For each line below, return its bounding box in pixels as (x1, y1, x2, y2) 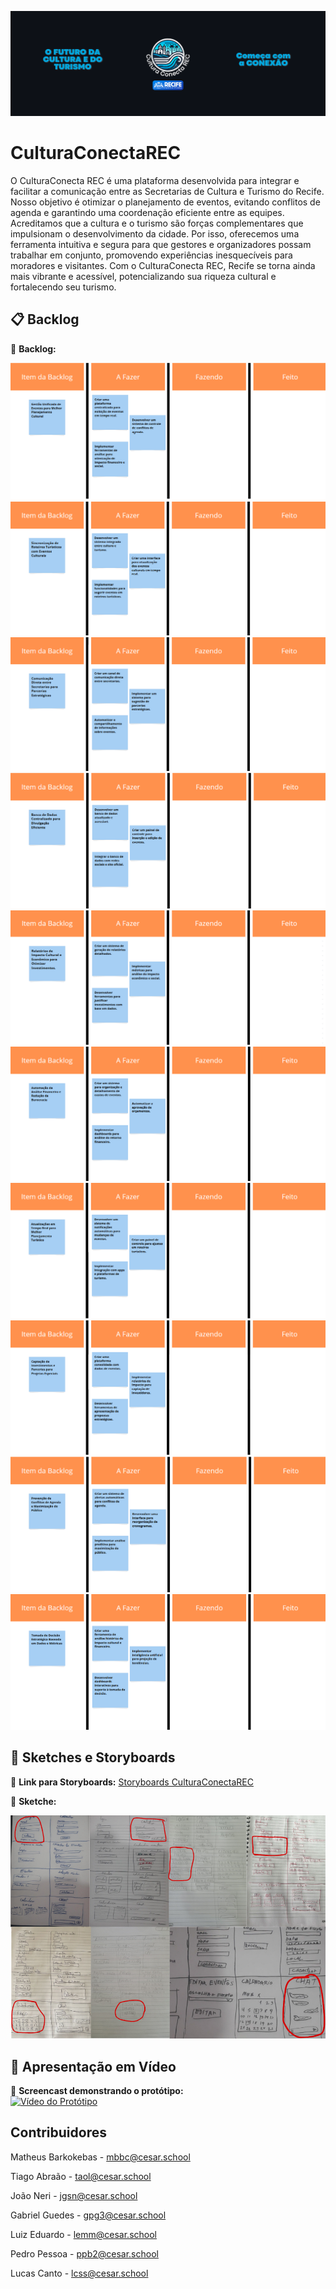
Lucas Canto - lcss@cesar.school (10, 2267, 149, 2279)
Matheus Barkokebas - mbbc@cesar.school (10, 2151, 191, 2163)
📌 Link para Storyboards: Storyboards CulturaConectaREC (10, 1776, 254, 1788)
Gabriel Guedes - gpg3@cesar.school (10, 2209, 167, 2221)
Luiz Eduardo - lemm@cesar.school (10, 2228, 157, 2240)
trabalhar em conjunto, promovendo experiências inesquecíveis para (10, 249, 293, 261)
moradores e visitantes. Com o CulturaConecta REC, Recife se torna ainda (10, 259, 316, 271)
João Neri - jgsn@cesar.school (10, 2189, 138, 2201)
